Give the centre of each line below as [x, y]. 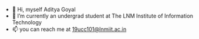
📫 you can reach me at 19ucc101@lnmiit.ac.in [69, 29]
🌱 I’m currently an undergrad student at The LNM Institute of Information [103, 16]
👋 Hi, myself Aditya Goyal [44, 9]
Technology [27, 22]
